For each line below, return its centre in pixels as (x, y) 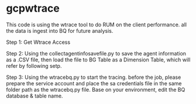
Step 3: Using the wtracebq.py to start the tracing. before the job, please (94, 77)
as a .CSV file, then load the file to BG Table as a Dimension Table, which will (98, 60)
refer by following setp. (34, 65)
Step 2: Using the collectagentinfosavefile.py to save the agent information (96, 53)
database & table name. (35, 96)
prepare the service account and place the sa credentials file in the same (94, 83)
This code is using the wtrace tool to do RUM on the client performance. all (97, 25)
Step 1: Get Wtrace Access (38, 42)
